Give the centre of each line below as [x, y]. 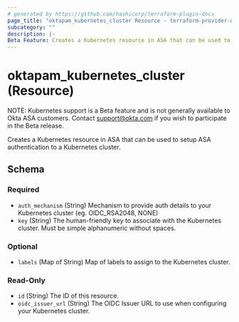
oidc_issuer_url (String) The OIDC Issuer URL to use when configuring [122, 303]
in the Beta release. [36, 126]
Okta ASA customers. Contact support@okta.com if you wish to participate [117, 118]
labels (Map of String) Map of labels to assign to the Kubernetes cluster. [124, 262]
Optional [22, 246]
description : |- [31, 34]
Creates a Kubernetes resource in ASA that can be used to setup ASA [109, 140]
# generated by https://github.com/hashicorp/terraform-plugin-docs [111, 14]
